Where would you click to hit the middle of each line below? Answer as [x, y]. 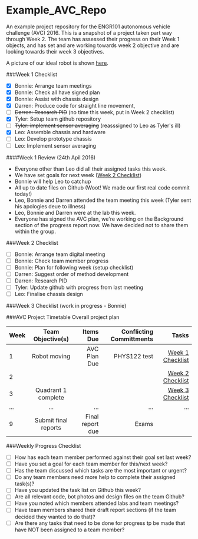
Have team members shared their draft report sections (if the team [95, 510]
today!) [23, 194]
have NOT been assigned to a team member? [70, 530]
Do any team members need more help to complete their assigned [95, 477]
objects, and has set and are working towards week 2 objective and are [93, 45]
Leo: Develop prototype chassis [53, 139]
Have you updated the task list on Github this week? [78, 490]
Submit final [51, 420]
